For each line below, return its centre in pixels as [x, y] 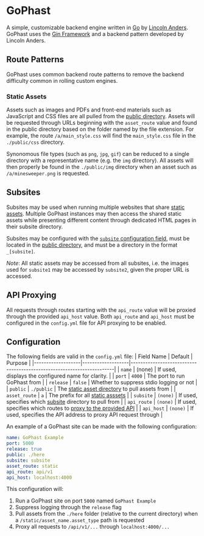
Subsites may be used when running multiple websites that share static [96, 207]
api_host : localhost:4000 [39, 478]
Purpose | [19, 363]
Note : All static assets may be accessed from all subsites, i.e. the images [97, 263]
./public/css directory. [36, 142]
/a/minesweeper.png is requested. [48, 174]
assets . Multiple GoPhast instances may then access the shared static [94, 213]
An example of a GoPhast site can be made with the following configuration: [101, 426]
